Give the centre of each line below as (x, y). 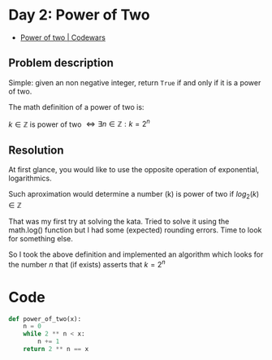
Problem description (61, 63)
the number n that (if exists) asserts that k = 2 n (87, 264)
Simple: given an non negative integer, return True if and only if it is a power (135, 82)
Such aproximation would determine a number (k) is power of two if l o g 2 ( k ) (134, 195)
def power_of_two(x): (45, 319)
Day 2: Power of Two (79, 15)
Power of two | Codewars (63, 37)
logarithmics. (30, 178)
